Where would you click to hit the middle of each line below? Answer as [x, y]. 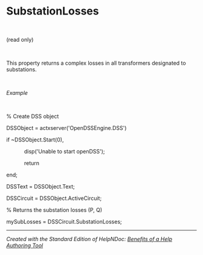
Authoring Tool [25, 245]
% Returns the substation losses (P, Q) [54, 210]
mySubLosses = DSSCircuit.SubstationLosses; [64, 221]
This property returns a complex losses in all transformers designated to [96, 63]
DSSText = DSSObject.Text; [40, 186]
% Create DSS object [33, 116]
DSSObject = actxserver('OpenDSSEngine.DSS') [66, 127]
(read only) [20, 39]
